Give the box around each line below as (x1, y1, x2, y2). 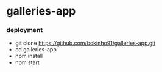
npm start (15, 59, 40, 66)
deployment (6, 26, 43, 34)
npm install (15, 53, 43, 60)
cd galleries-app (15, 46, 57, 53)
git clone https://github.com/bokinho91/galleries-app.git (15, 39, 156, 47)
